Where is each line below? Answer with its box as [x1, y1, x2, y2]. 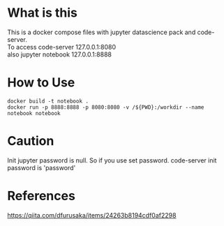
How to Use [7, 75, 75, 91]
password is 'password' [7, 163, 76, 172]
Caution [7, 133, 54, 149]
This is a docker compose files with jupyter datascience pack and [7, 28, 196, 36]
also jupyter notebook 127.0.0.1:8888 [7, 50, 112, 59]
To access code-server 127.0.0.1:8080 [7, 43, 117, 51]
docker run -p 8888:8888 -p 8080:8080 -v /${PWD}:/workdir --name [7, 103, 204, 111]
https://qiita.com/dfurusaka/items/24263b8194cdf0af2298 [7, 211, 177, 219]
